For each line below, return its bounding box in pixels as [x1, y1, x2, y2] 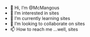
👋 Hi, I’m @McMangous [10, 5, 59, 10]
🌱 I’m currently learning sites [10, 15, 70, 21]
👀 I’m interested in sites [10, 10, 59, 16]
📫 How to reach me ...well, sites [10, 26, 78, 32]
